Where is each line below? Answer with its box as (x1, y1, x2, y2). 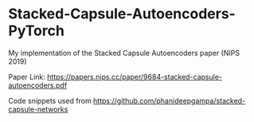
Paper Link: (8, 72, 46, 81)
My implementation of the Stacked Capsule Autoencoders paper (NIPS (8, 48, 240, 57)
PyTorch (8, 22, 65, 40)
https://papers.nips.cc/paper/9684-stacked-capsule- (46, 72, 223, 81)
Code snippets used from (8, 96, 92, 105)
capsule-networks (8, 104, 68, 114)
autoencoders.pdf (8, 81, 68, 90)
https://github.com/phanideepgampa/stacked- (92, 96, 246, 105)
